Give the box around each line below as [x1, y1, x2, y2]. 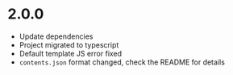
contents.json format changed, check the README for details [19, 57, 225, 67]
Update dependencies [19, 31, 94, 41]
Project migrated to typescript [19, 40, 119, 49]
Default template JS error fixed [19, 48, 123, 58]
